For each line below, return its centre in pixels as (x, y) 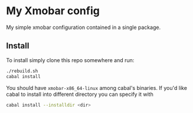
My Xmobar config (53, 11)
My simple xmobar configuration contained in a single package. (84, 27)
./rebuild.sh (22, 71)
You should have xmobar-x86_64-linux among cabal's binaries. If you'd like (97, 88)
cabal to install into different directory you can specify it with (80, 94)
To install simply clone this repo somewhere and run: (70, 60)
